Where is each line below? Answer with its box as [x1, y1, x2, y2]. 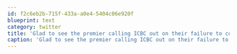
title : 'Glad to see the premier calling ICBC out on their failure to [7, 29, 222, 37]
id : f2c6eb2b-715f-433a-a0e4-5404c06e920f [7, 10, 134, 18]
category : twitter [7, 23, 61, 30]
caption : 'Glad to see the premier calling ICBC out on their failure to [7, 36, 229, 43]
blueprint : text [7, 17, 55, 24]
